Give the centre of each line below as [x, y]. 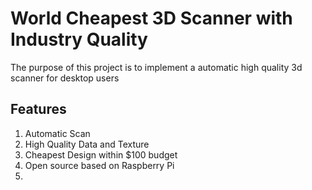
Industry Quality [79, 39]
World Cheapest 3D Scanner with [151, 18]
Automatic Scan [57, 133]
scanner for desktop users [65, 78]
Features [38, 109]
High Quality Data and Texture [87, 144]
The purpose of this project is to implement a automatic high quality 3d [156, 67]
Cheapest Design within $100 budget [101, 154]
